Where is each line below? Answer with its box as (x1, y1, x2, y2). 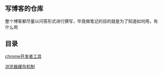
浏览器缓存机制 (5, 63, 35, 69)
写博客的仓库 (5, 4, 44, 13)
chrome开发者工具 (5, 53, 42, 59)
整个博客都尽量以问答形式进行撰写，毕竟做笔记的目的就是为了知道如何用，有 (5, 18, 158, 24)
